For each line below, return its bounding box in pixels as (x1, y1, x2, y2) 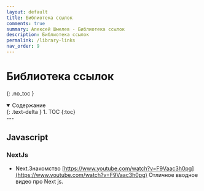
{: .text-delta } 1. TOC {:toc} (6, 108, 76, 115)
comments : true (6, 20, 45, 26)
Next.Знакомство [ (15, 165, 65, 172)
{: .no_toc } (6, 89, 34, 97)
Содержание (12, 102, 46, 109)
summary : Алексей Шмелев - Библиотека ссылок (6, 26, 125, 32)
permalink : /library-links (6, 37, 76, 43)
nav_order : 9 (6, 43, 40, 50)
